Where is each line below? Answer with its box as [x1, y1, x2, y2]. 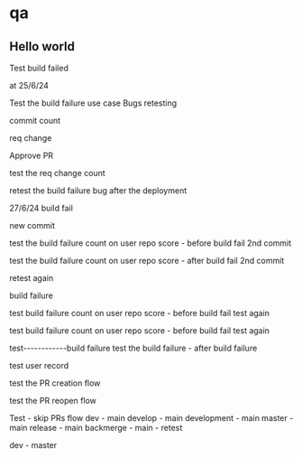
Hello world [9, 39, 75, 54]
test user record [9, 360, 69, 370]
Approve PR [9, 150, 54, 161]
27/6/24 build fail [9, 202, 74, 213]
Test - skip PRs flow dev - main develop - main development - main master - [9, 413, 294, 423]
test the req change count [9, 168, 105, 178]
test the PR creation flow [9, 378, 101, 388]
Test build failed [9, 62, 69, 73]
